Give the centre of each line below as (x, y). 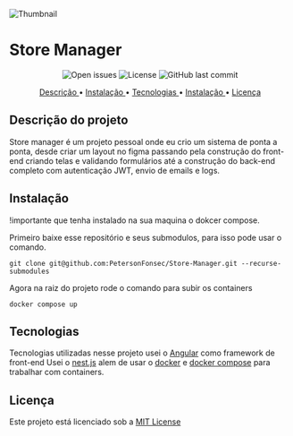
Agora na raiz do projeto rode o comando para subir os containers (131, 287)
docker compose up (43, 304)
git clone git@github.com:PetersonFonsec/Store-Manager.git (124, 263)
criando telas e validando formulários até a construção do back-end (150, 160)
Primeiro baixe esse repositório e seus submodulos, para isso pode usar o (146, 237)
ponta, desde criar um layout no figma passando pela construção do (135, 151)
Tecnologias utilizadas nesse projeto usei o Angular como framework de (142, 353)
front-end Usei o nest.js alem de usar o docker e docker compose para (140, 363)
